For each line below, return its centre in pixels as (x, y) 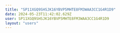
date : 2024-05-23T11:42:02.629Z (38, 14)
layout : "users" (22, 23)
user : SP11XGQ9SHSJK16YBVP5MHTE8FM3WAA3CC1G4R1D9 (57, 18)
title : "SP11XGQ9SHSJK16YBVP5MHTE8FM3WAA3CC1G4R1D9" (60, 9)
